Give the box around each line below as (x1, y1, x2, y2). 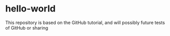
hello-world (5, 3, 56, 14)
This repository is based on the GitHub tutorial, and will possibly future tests (5, 19, 165, 25)
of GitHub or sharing (5, 24, 48, 30)
